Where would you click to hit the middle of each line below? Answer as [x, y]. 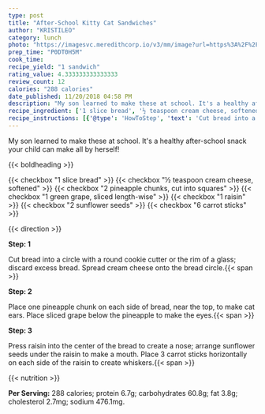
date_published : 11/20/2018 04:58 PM [70, 96]
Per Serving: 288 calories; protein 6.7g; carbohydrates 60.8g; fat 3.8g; [123, 393]
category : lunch [35, 38]
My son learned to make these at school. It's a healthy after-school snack [127, 141]
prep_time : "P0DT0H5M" [45, 52]
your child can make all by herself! [64, 149]
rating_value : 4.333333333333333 [63, 74]
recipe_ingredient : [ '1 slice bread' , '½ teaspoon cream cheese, [118, 111]
